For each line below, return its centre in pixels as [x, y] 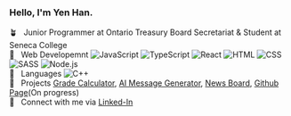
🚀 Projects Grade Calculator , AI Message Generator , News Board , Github [144, 83]
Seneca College [38, 46]
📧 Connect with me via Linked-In [71, 102]
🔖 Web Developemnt [49, 54]
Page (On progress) [44, 93]
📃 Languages [36, 74]
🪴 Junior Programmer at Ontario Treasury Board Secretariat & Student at [145, 32]
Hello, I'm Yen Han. [51, 12]
